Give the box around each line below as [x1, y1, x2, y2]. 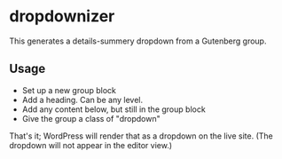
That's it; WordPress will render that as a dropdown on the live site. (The [9, 131, 273, 141]
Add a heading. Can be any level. [21, 94, 144, 105]
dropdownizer [9, 6, 115, 27]
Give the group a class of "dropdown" [21, 113, 161, 123]
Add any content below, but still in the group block [21, 104, 206, 115]
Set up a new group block [21, 84, 117, 95]
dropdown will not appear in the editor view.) [9, 139, 173, 150]
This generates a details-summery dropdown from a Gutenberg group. [9, 36, 267, 46]
